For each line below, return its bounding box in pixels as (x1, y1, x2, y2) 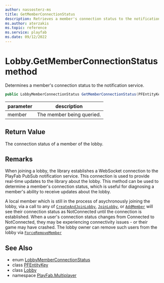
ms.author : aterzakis (5, 21, 49, 26)
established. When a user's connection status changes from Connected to (5, 214, 155, 220)
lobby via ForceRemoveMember (5, 230, 62, 235)
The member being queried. (37, 111, 101, 118)
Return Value (5, 128, 45, 136)
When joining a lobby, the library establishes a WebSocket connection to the (5, 168, 159, 174)
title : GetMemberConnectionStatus (5, 12, 76, 17)
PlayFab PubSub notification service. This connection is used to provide (5, 173, 150, 179)
